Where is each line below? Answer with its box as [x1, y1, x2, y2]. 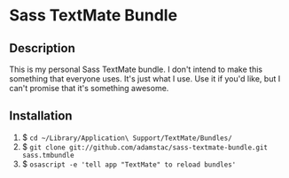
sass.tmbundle [21, 151, 74, 159]
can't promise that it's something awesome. [9, 83, 169, 93]
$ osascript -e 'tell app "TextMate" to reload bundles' [21, 159, 237, 169]
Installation [9, 108, 73, 124]
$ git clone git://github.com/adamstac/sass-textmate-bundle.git [21, 141, 269, 151]
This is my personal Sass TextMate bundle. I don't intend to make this [9, 64, 263, 74]
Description [9, 41, 75, 56]
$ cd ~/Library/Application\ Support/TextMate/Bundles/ [21, 132, 232, 143]
